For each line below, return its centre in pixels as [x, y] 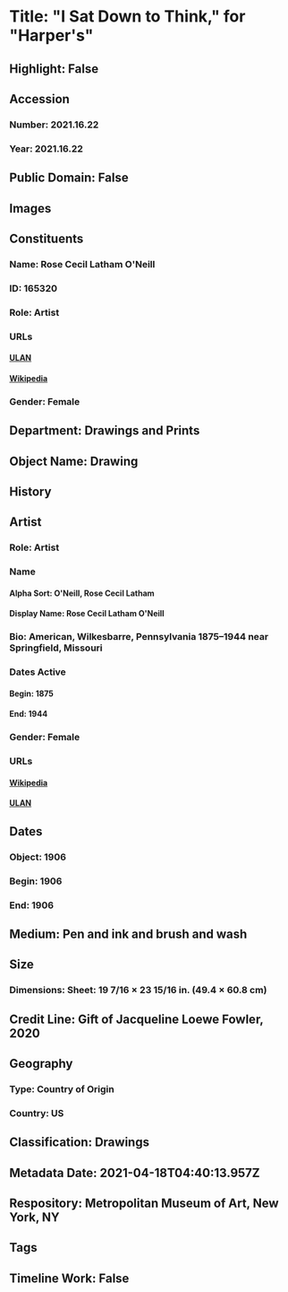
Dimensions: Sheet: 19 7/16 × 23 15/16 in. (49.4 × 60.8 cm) [138, 991]
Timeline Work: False [69, 1278]
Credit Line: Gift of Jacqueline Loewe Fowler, [136, 1019]
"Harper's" [51, 35]
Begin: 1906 [36, 881]
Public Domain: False [69, 178]
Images [30, 208]
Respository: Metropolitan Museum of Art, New [144, 1204]
